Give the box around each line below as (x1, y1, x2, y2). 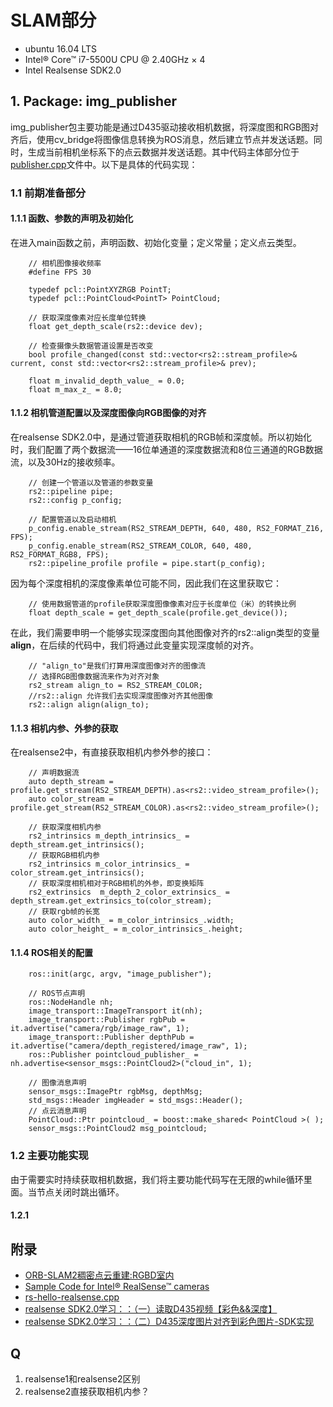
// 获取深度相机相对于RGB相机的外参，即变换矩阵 (28, 879, 205, 889)
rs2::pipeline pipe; (28, 487, 114, 497)
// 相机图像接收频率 (28, 258, 102, 268)
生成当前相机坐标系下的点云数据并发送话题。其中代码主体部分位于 (27, 146, 300, 158)
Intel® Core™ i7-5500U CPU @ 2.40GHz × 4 (24, 53, 206, 65)
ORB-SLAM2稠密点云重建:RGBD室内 (24, 1269, 175, 1281)
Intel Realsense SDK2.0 (24, 64, 122, 76)
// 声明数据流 (28, 768, 80, 778)
